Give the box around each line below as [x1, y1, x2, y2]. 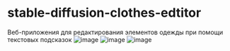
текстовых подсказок [7, 35, 72, 43]
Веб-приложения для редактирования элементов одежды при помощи [7, 28, 224, 36]
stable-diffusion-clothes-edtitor [7, 5, 202, 21]
